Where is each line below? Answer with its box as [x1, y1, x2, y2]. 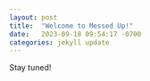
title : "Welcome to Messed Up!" [9, 21, 134, 30]
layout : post [9, 12, 58, 22]
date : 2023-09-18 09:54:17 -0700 [9, 29, 142, 38]
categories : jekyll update [9, 37, 110, 47]
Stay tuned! [9, 62, 52, 73]
